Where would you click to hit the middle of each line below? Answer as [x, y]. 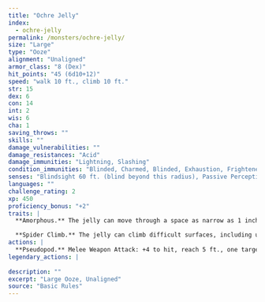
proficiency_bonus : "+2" [49, 206]
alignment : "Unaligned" [47, 60]
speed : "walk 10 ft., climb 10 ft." [68, 81]
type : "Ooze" [30, 52]
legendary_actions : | [44, 257]
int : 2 [19, 111]
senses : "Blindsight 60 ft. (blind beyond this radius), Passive [118, 177]
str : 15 [21, 89]
